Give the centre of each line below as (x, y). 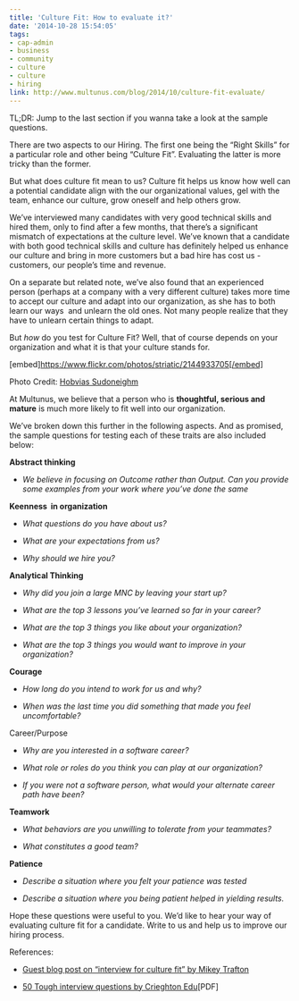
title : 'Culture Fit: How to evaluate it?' (91, 17)
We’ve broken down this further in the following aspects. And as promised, (146, 425)
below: (21, 444)
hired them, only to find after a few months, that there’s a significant (134, 227)
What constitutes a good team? (80, 846)
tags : (19, 34)
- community (31, 59)
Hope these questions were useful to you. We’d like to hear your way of (141, 915)
